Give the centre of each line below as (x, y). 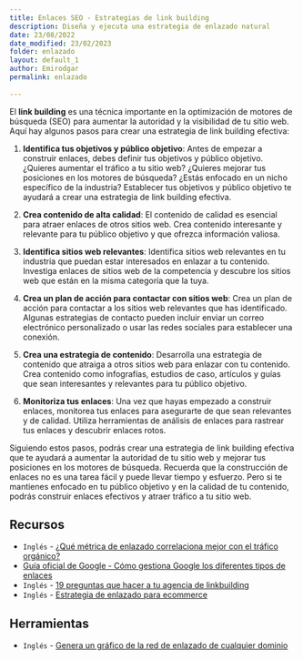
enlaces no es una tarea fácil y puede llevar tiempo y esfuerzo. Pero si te (146, 477)
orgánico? (41, 556)
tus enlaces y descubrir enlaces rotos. (94, 430)
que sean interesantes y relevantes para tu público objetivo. (135, 383)
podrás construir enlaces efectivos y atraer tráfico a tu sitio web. (131, 496)
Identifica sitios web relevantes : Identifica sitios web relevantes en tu (154, 251)
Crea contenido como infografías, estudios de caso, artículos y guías (151, 373)
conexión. (41, 337)
